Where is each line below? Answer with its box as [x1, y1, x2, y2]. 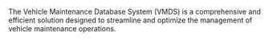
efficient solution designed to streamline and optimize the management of [8, 15, 253, 25]
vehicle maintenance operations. [8, 24, 116, 33]
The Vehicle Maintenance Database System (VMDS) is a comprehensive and [8, 7, 261, 16]
